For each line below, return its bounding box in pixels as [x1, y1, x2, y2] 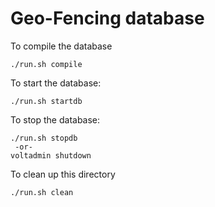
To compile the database [10, 40, 113, 52]
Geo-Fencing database [10, 7, 205, 30]
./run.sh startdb [10, 96, 83, 106]
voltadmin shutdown [10, 150, 92, 161]
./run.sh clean [10, 187, 74, 197]
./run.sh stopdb [10, 133, 78, 143]
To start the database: [10, 77, 102, 89]
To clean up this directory [10, 168, 116, 180]
